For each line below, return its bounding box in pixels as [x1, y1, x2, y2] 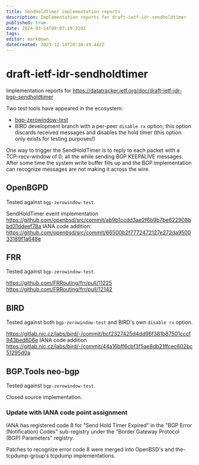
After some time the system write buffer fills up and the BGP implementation [6, 159, 192, 166]
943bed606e [6, 336, 38, 344]
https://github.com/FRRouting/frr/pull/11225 [6, 279, 113, 286]
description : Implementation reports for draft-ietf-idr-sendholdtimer [6, 14, 187, 20]
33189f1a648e [6, 235, 41, 242]
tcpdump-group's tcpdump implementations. [6, 452, 116, 460]
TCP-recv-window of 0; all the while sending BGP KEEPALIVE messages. [6, 152, 184, 160]
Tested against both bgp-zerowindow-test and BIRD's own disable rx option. [6, 319, 193, 326]
